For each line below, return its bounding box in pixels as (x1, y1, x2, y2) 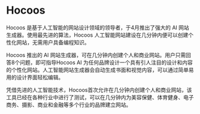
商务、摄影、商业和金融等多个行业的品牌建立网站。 (6, 101, 132, 108)
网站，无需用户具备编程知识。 (16, 39, 90, 46)
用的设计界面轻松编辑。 (6, 74, 64, 81)
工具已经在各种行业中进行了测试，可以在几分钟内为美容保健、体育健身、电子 (6, 93, 194, 101)
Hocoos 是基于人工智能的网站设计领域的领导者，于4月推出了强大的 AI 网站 (6, 24, 189, 31)
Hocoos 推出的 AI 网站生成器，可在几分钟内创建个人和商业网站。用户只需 (6, 51, 186, 58)
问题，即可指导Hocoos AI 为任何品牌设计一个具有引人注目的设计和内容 (20, 59, 193, 66)
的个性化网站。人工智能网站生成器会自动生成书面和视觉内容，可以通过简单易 (6, 66, 194, 73)
